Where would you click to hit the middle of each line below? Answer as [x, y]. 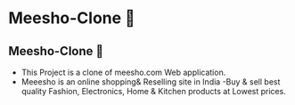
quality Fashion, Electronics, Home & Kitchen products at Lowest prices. [153, 91]
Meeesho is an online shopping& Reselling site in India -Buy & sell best [151, 82]
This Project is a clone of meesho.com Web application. [123, 72]
